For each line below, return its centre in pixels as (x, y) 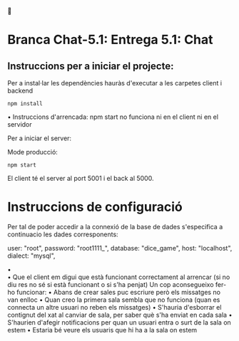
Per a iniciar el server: (40, 138)
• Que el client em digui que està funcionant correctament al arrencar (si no (119, 277)
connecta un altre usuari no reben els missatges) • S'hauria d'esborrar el (115, 307)
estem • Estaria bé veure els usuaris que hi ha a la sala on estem (102, 330)
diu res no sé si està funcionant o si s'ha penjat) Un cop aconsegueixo (111, 284)
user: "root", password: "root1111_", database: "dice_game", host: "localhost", (120, 248)
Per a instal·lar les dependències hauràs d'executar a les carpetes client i (115, 83)
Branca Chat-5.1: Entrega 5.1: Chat (110, 40)
